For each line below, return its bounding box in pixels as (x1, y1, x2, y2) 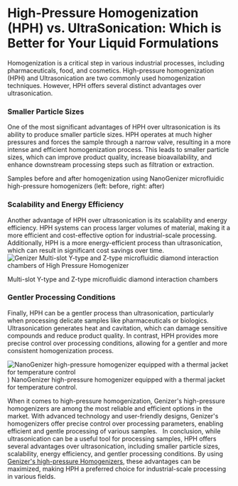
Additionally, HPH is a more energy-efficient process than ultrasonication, (7, 238, 222, 247)
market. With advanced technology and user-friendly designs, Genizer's (7, 411, 219, 420)
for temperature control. (7, 382, 78, 391)
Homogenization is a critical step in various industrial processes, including (7, 58, 225, 67)
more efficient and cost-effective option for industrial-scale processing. (7, 231, 217, 239)
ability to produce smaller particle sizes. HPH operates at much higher (7, 130, 212, 139)
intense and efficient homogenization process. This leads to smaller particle (7, 146, 229, 154)
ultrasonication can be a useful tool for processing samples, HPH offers (7, 434, 217, 443)
